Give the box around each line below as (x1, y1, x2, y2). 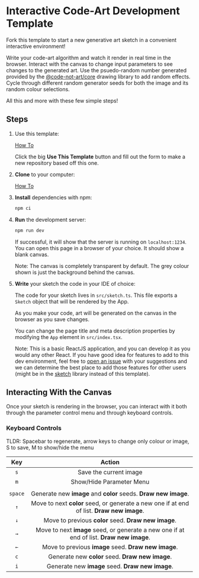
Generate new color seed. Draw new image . (48, 553, 172, 561)
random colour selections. (6, 85, 70, 92)
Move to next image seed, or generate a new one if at (35, 526, 185, 534)
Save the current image (78, 468, 143, 476)
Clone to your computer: (14, 171, 75, 178)
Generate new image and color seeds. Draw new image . (31, 489, 190, 497)
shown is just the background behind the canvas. (14, 269, 135, 276)
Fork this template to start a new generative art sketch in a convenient (6, 36, 176, 43)
